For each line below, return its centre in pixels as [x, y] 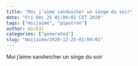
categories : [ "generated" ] [40, 34]
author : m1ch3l [25, 28]
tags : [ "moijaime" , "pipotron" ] [46, 23]
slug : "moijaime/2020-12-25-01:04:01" [55, 40]
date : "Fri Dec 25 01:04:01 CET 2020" [55, 17]
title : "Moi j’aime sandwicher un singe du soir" [70, 12]
